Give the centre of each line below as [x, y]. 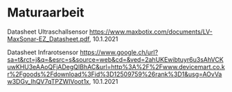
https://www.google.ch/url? [119, 52]
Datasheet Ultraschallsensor [47, 32]
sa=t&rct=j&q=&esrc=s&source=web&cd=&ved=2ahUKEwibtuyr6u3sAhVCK [115, 59]
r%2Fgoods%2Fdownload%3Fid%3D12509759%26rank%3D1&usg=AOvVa [115, 74]
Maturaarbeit [46, 13]
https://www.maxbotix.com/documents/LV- [151, 32]
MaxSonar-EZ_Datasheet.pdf [48, 38]
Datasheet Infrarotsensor [43, 52]
